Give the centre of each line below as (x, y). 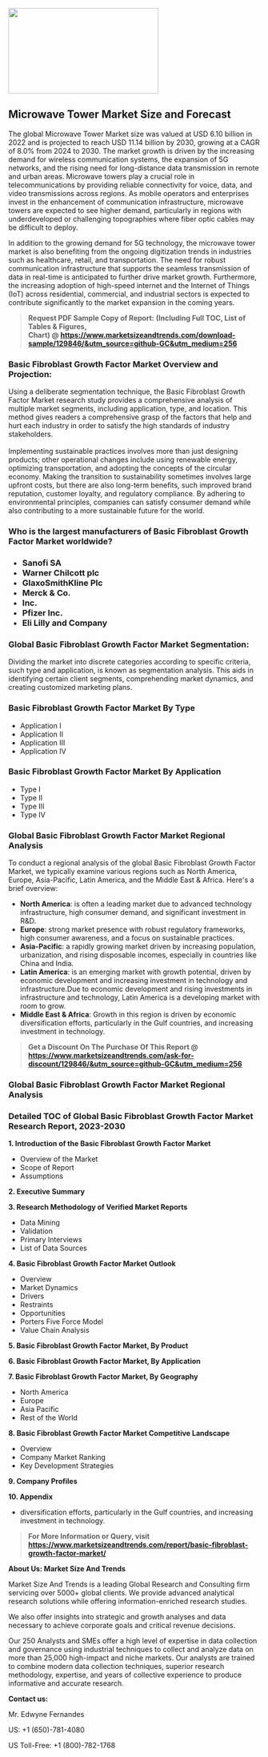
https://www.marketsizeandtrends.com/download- (148, 335)
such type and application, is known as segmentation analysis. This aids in (131, 670)
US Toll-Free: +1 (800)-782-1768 (62, 1746)
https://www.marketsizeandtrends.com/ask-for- (111, 1056)
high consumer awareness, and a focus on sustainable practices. (127, 938)
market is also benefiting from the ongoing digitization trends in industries (130, 251)
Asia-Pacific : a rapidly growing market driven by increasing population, (138, 947)
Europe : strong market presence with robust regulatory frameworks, (132, 929)
